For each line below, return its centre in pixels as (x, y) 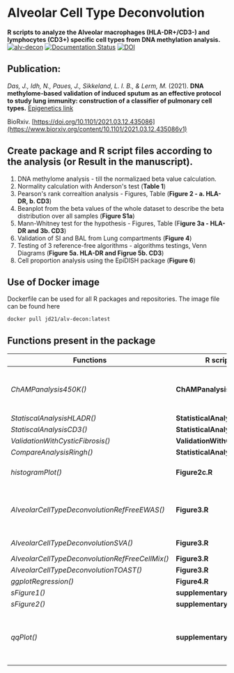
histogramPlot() (37, 473)
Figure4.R (192, 582)
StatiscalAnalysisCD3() (49, 429)
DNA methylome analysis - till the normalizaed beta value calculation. (117, 179)
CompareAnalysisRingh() (52, 452)
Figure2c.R (194, 473)
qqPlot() (24, 637)
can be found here (34, 306)
